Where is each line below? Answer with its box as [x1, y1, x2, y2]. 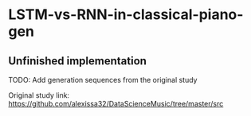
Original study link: [8, 91, 70, 100]
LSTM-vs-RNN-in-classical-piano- [8, 6, 244, 24]
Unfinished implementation [8, 54, 147, 68]
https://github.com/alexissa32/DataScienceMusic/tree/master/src [8, 99, 224, 108]
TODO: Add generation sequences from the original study [8, 75, 198, 84]
